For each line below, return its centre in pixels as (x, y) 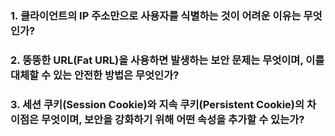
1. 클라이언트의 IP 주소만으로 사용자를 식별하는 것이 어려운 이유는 (156, 15)
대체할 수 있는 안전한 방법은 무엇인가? (95, 75)
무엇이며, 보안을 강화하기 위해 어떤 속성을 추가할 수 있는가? (173, 119)
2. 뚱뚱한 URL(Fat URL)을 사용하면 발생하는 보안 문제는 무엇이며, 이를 (167, 60)
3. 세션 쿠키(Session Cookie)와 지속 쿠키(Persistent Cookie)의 (157, 104)
